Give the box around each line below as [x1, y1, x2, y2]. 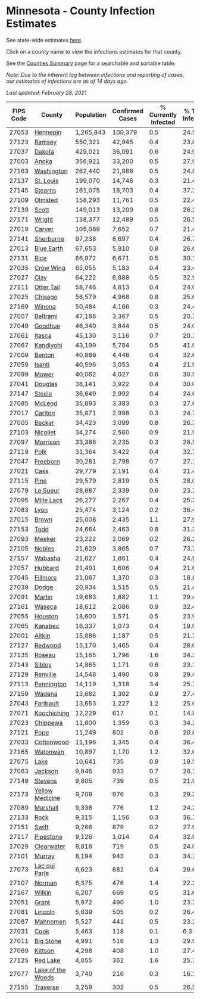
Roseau [34, 651, 55, 659]
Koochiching [34, 709, 70, 717]
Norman [34, 879, 58, 887]
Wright [34, 215, 54, 223]
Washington [34, 167, 68, 175]
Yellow [34, 786, 53, 795]
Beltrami [34, 312, 58, 320]
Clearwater [34, 842, 65, 850]
